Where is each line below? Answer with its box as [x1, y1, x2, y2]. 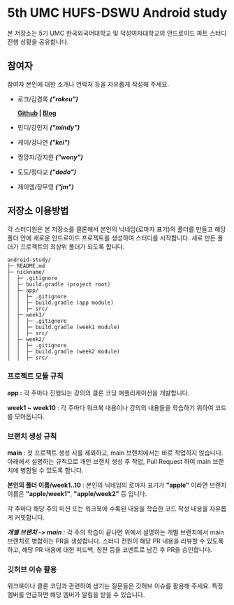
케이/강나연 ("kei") [17, 138, 70, 146]
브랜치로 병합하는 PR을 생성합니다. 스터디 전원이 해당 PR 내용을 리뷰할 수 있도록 [7, 537, 224, 546]
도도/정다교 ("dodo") [17, 168, 77, 176]
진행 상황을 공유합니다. [7, 37, 69, 46]
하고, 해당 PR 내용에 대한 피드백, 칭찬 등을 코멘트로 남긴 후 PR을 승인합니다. [7, 546, 212, 554]
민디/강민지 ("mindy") [17, 123, 80, 131]
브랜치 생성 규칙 [7, 431, 57, 441]
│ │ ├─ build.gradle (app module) [7, 299, 114, 306]
